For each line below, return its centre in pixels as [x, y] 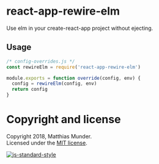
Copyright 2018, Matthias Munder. [49, 136]
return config [30, 90]
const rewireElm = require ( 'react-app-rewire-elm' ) [73, 67]
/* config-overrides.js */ [41, 61]
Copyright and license [64, 119]
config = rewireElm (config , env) [54, 84]
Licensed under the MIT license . [47, 143]
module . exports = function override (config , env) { [73, 78]
